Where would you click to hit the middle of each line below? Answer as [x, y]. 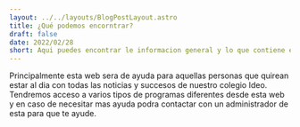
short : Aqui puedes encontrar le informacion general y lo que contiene [147, 51]
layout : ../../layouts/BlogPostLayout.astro [93, 17]
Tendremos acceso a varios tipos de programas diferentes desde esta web [147, 95]
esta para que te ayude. [53, 114]
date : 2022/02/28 [42, 42]
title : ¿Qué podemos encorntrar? [71, 26]
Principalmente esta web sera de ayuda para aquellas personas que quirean [149, 75]
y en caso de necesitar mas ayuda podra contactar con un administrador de [149, 104]
